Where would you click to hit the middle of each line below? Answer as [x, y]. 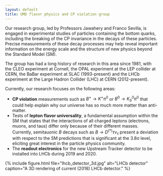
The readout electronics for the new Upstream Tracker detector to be [82, 149]
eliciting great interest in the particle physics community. [69, 143]
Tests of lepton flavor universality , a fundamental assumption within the [85, 115]
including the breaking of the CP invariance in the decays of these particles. [81, 38]
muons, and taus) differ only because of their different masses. [75, 126]
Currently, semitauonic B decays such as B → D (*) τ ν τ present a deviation [85, 132]
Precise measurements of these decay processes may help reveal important [81, 44]
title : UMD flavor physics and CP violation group [57, 14]
